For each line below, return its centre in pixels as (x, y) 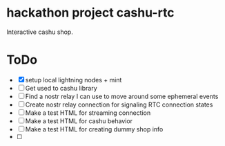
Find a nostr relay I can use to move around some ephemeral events (122, 96)
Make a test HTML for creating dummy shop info (94, 129)
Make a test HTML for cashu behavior (79, 121)
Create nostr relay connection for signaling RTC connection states (119, 104)
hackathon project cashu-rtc (90, 13)
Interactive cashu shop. (40, 32)
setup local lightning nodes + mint (74, 80)
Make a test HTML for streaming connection (88, 113)
